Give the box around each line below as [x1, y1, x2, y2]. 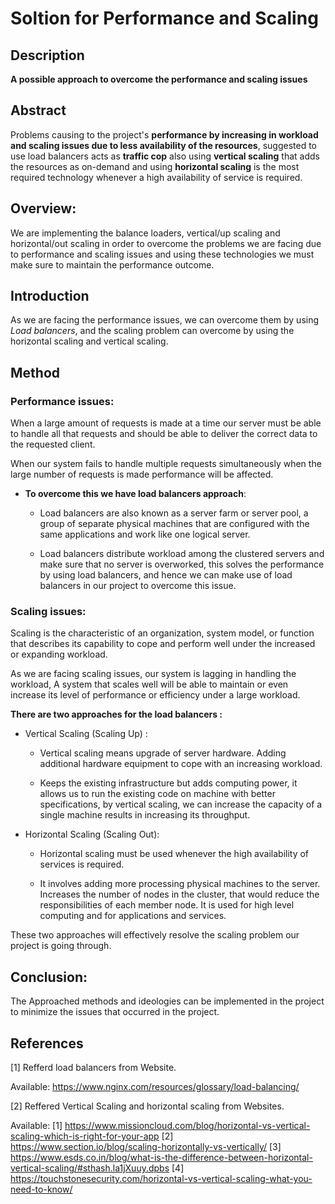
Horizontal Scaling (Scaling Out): [24, 828, 160, 841]
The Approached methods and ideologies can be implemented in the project [10, 995, 325, 1007]
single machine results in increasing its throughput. [39, 809, 251, 821]
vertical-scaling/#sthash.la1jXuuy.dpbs [10, 1162, 170, 1174]
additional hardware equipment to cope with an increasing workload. [39, 758, 323, 770]
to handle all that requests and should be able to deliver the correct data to [10, 428, 318, 440]
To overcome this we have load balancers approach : [24, 488, 247, 500]
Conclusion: [10, 968, 88, 986]
